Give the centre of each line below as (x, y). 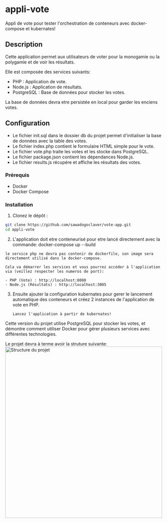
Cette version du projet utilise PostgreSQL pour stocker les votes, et (75, 323)
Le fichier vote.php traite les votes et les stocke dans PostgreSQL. (80, 151)
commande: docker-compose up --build (54, 244)
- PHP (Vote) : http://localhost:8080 (46, 280)
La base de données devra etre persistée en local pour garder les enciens (81, 102)
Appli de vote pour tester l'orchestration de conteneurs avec (67, 23)
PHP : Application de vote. (39, 81)
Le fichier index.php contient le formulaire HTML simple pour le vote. (83, 146)
